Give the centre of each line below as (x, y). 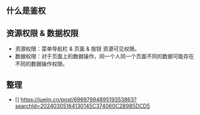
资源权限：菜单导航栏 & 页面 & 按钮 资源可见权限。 (77, 49)
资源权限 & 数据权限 (43, 33)
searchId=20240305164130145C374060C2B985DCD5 (82, 106)
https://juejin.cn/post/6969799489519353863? (78, 100)
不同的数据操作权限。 (41, 64)
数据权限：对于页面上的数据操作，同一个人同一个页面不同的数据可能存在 (104, 57)
